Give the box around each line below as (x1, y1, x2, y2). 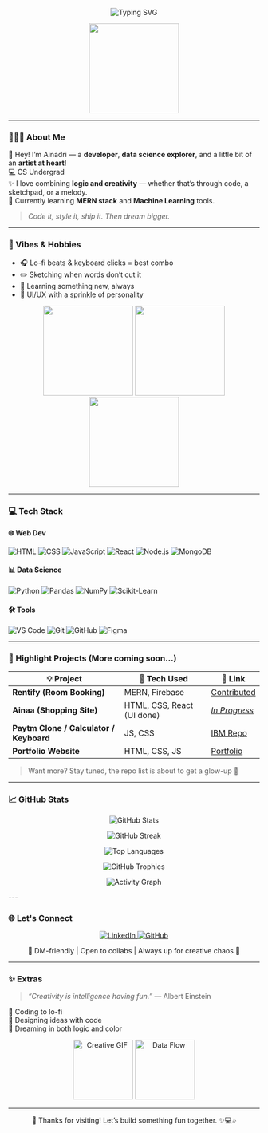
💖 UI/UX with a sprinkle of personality (19, 290, 144, 299)
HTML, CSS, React (124, 700, 194, 711)
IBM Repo (211, 728, 247, 739)
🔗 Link (221, 673, 246, 685)
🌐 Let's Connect (8, 912, 73, 923)
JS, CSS (124, 728, 155, 739)
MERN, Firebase (124, 687, 185, 698)
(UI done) (124, 710, 160, 721)
